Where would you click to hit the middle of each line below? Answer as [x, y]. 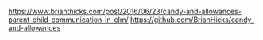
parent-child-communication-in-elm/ [68, 20]
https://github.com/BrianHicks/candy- [192, 20]
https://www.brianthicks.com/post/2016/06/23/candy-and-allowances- [125, 11]
